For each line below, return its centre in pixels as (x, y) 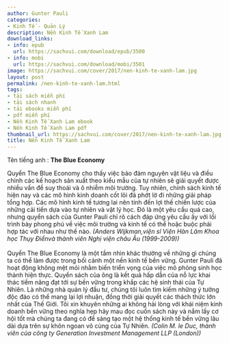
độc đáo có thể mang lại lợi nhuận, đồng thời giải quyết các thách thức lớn (111, 297)
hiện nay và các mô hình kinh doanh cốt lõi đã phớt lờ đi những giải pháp (109, 195)
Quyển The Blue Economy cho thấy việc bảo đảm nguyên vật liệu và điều (110, 173)
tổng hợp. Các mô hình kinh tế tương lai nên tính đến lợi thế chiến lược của (112, 202)
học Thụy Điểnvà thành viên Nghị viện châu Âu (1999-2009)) (93, 239)
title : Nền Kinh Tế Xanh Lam (49, 141)
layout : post (26, 77)
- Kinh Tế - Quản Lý (37, 26)
